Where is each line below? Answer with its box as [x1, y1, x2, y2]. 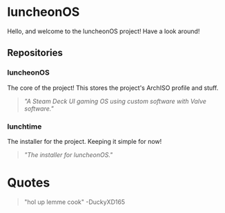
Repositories [7, 47, 63, 59]
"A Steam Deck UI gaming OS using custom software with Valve [23, 97, 207, 105]
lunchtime [7, 122, 42, 131]
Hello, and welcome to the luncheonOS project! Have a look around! [7, 27, 200, 35]
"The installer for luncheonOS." [23, 150, 113, 159]
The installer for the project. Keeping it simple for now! [7, 137, 162, 145]
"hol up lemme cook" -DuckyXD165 [23, 198, 126, 206]
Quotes [7, 175, 50, 191]
